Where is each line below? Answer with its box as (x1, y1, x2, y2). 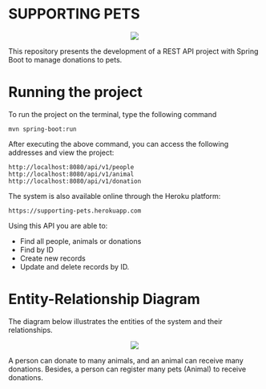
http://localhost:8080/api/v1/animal (8, 170, 135, 178)
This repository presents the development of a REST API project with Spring (8, 46, 259, 56)
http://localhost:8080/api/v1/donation (8, 177, 142, 185)
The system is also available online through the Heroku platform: (8, 191, 221, 201)
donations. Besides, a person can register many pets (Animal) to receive (8, 364, 247, 374)
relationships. (8, 325, 54, 334)
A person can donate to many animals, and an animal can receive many (8, 355, 244, 365)
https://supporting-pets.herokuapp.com (8, 206, 142, 215)
